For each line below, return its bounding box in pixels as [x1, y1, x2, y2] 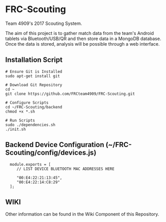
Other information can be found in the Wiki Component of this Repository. [5, 211, 159, 217]
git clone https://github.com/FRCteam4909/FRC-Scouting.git [5, 91, 136, 96]
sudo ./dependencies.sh [5, 122, 56, 127]
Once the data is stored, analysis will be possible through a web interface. [5, 41, 160, 47]
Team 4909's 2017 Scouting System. [5, 20, 82, 26]
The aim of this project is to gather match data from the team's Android [5, 30, 154, 36]
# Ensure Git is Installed [5, 69, 62, 74]
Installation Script [5, 56, 62, 64]
